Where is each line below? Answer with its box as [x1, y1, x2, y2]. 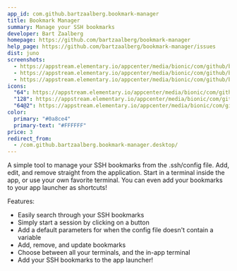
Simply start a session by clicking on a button [17, 218, 150, 227]
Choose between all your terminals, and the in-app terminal [17, 248, 190, 257]
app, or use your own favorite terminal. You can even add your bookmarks [7, 176, 224, 184]
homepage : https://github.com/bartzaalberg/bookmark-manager [7, 37, 191, 44]
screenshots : [7, 56, 46, 64]
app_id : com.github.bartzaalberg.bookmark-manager [7, 10, 159, 18]
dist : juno [7, 50, 39, 57]
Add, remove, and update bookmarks [17, 241, 126, 249]
